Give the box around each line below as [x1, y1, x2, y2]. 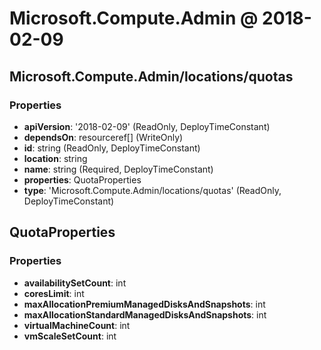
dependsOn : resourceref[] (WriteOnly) [23, 131, 184, 143]
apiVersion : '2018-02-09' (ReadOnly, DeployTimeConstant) [23, 120, 271, 132]
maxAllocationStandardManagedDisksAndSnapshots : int [23, 308, 267, 321]
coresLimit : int [23, 287, 85, 299]
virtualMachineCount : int [23, 319, 131, 331]
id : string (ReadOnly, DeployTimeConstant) [23, 142, 201, 154]
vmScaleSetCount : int [23, 330, 117, 342]
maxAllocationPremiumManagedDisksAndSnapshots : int [23, 298, 266, 310]
